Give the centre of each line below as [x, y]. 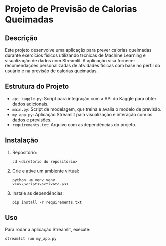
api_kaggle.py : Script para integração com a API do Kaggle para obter [84, 98]
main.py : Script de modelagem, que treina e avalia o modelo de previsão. [87, 109]
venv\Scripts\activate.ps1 [40, 184]
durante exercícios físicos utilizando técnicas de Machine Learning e [75, 55]
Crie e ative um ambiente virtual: [45, 171]
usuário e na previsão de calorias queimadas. [52, 71]
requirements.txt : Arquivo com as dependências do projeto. [74, 124]
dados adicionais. [30, 104]
